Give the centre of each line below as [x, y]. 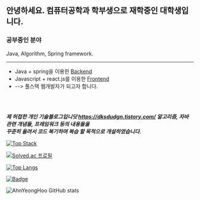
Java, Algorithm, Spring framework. [50, 53]
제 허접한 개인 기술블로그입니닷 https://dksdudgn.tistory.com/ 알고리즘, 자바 [98, 116]
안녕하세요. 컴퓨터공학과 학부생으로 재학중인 [82, 11]
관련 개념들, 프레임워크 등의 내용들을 [48, 124]
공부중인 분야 [24, 40]
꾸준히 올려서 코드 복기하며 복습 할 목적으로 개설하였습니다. [74, 131]
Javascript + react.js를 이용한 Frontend [62, 78]
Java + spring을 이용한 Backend [53, 71]
